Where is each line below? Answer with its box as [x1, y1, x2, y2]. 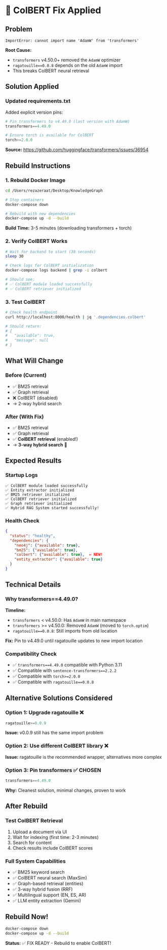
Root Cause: [5, 47, 32, 53]
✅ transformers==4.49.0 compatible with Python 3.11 [12, 661, 122, 667]
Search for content [12, 839, 52, 846]
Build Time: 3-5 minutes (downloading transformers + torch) [5, 225, 132, 231]
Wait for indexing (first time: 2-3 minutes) [12, 834, 99, 840]
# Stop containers [5, 197, 44, 202]
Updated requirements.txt [5, 97, 71, 104]
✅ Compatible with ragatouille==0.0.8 [12, 679, 94, 685]
